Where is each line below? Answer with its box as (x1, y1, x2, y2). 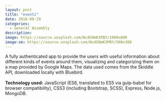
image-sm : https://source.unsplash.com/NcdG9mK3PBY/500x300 (5, 40, 132, 45)
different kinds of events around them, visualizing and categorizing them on (5, 58, 160, 65)
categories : (5, 21, 30, 26)
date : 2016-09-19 (5, 16, 41, 21)
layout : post (5, 7, 32, 12)
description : (5, 30, 32, 35)
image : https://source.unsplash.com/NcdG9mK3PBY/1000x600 (5, 35, 127, 40)
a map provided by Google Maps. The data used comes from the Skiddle (5, 64, 154, 70)
